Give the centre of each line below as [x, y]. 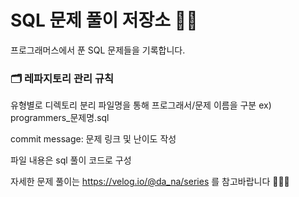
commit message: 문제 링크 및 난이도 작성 [93, 139]
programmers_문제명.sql [60, 118]
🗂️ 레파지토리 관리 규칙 [62, 78]
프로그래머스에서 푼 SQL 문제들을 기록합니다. [98, 50]
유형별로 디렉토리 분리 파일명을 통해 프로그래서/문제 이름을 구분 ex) [141, 105]
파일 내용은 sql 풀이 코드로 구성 [71, 160]
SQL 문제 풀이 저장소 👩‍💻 [104, 20]
